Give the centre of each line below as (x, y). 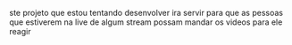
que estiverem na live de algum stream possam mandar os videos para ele (146, 22)
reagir (20, 31)
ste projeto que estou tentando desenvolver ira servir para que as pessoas (146, 13)
